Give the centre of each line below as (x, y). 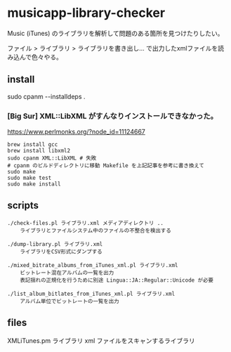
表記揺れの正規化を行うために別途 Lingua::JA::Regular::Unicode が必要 (117, 280)
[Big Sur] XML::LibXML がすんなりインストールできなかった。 (112, 116)
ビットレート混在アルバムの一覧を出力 (67, 273)
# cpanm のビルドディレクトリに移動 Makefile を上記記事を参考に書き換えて (106, 166)
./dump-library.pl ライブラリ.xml (55, 244)
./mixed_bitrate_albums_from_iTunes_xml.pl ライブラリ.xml (93, 265)
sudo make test (29, 178)
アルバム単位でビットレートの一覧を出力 (70, 301)
